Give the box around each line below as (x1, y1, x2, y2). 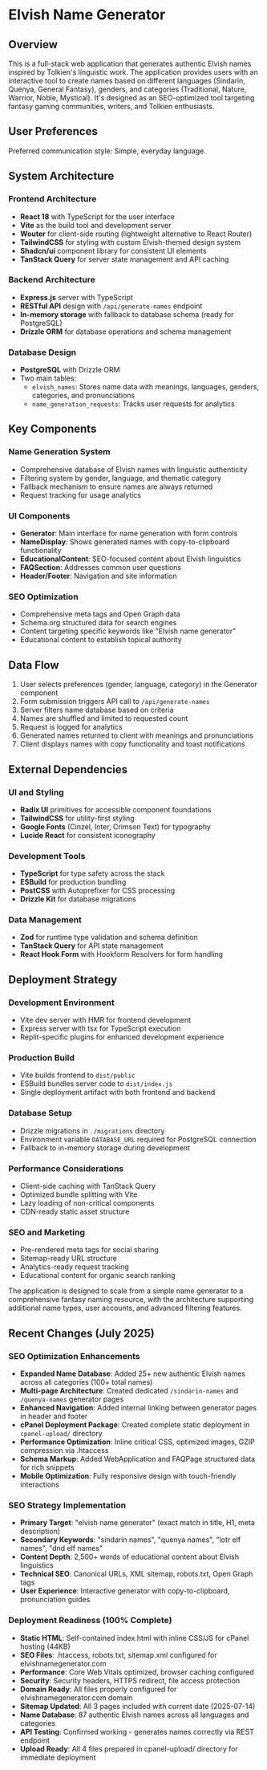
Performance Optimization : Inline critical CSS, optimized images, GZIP (19, 1437, 255, 1447)
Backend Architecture (8, 275, 96, 286)
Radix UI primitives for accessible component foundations (19, 804, 212, 814)
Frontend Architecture (8, 193, 97, 205)
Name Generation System (8, 446, 111, 458)
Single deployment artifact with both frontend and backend (19, 1088, 216, 1097)
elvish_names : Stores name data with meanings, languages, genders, (31, 382, 259, 392)
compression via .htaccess (19, 1446, 109, 1455)
